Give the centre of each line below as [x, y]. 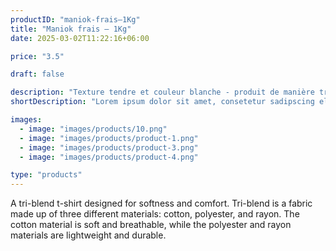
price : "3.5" [37, 56]
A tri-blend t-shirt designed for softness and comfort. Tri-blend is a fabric [161, 203]
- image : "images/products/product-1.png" [109, 138]
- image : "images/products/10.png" [93, 129]
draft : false [37, 74]
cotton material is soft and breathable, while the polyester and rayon [151, 225]
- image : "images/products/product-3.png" [109, 147]
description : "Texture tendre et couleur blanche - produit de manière [162, 92]
